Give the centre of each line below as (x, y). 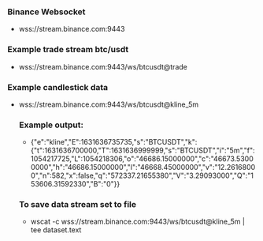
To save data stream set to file (78, 205)
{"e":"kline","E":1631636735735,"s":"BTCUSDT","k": (114, 142)
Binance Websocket (46, 12)
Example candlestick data (58, 87)
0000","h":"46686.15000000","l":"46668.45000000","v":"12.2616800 (143, 168)
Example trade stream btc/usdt (68, 50)
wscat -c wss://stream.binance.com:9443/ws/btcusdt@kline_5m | (138, 222)
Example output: (51, 125)
